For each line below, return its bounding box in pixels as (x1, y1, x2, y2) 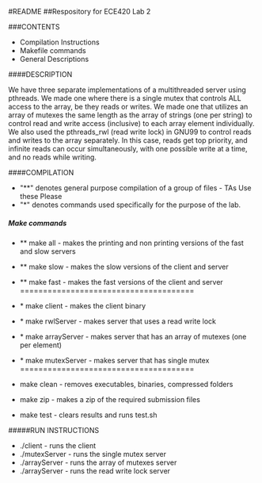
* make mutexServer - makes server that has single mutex (19, 355, 210, 365)
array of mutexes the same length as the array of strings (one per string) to (8, 110, 253, 120)
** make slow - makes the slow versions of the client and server (19, 262, 230, 271)
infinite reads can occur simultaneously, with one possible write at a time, (8, 144, 248, 153)
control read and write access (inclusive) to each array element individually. (8, 119, 255, 128)
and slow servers (19, 246, 77, 256)
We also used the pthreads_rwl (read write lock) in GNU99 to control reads (8, 127, 252, 136)
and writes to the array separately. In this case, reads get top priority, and (8, 136, 248, 145)
